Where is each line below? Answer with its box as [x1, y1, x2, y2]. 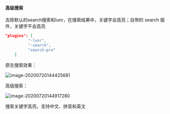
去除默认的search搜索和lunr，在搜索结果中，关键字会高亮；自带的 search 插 [5, 17, 165, 23]
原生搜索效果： [5, 62, 37, 68]
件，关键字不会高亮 [5, 23, 46, 29]
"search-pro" [27, 47, 56, 53]
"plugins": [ [5, 33, 33, 39]
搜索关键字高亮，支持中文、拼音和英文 [5, 103, 86, 109]
